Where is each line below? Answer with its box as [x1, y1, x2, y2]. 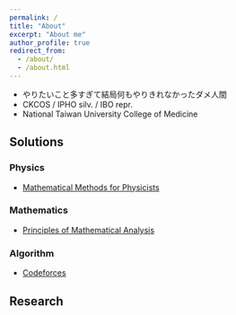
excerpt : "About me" [9, 30, 87, 39]
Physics [9, 162, 45, 174]
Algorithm [9, 247, 55, 259]
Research [9, 293, 65, 309]
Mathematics [9, 204, 69, 216]
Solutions [9, 135, 65, 150]
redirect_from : [9, 47, 66, 56]
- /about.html [17, 64, 70, 73]
